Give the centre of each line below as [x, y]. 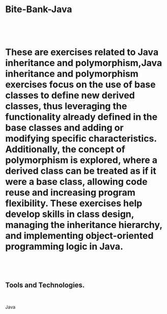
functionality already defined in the [81, 117]
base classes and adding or [64, 128]
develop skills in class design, [70, 214]
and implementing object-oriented [79, 236]
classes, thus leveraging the [66, 106]
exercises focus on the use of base [81, 85]
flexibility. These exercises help [74, 203]
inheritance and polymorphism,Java [84, 63]
